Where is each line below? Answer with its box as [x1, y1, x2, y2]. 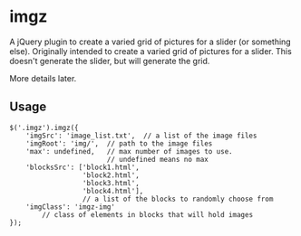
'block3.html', [82, 178, 141, 187]
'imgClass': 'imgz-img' [25, 202, 116, 212]
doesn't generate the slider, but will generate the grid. [9, 55, 210, 66]
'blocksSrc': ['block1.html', [25, 163, 141, 172]
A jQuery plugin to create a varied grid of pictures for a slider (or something [9, 36, 292, 47]
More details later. [9, 72, 77, 83]
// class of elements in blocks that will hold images [42, 210, 254, 219]
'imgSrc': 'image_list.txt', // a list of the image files [25, 131, 257, 140]
